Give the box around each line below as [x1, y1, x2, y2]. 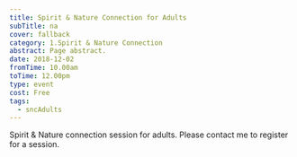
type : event [9, 80, 54, 89]
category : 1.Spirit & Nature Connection [9, 38, 164, 48]
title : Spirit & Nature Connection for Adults [9, 13, 187, 22]
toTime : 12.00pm [9, 72, 70, 81]
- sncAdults [17, 105, 63, 114]
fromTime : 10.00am [9, 64, 78, 73]
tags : [9, 96, 30, 106]
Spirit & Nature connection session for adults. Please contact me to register [9, 129, 289, 140]
